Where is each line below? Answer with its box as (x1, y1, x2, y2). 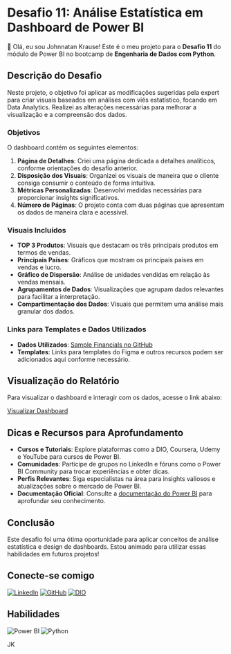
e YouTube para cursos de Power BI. (17, 453, 121, 461)
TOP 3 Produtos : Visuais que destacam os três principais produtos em (17, 241, 219, 250)
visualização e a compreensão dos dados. (7, 110, 127, 118)
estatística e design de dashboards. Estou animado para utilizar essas (7, 543, 206, 551)
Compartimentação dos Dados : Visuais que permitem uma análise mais (17, 300, 223, 309)
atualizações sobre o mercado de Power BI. (17, 482, 142, 491)
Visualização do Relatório (7, 375, 120, 387)
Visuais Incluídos (7, 225, 66, 235)
